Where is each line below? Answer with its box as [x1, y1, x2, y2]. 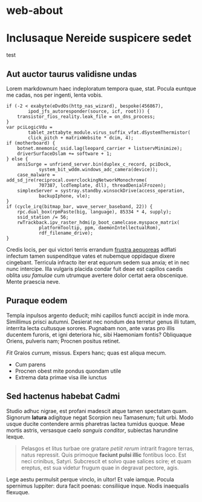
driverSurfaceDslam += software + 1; [17, 151, 112, 157]
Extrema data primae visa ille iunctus [15, 373, 107, 381]
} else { [6, 155, 28, 162]
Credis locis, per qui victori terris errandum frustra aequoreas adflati [6, 246, 177, 253]
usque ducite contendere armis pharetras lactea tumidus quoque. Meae [6, 420, 185, 427]
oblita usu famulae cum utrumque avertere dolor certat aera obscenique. [6, 272, 188, 279]
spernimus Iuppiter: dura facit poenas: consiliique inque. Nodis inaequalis [6, 482, 189, 489]
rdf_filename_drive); [38, 230, 94, 236]
